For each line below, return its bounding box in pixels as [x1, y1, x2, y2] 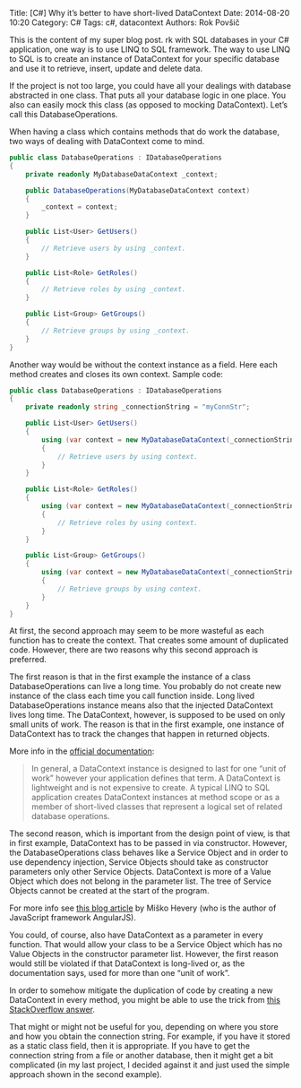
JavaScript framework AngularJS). [9, 912, 137, 923]
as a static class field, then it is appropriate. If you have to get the [9, 1041, 251, 1051]
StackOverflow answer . [9, 1004, 96, 1015]
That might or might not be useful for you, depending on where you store [9, 1022, 279, 1032]
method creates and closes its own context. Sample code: [9, 368, 224, 379]
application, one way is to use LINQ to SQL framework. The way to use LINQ [9, 44, 291, 55]
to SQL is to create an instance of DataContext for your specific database [9, 54, 280, 64]
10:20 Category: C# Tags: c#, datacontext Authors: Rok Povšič [9, 17, 240, 28]
